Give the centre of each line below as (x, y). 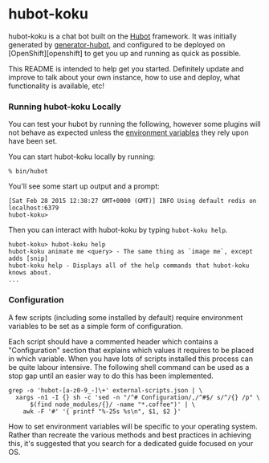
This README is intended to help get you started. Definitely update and (126, 68)
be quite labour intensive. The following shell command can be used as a (129, 367)
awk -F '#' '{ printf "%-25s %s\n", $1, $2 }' (102, 411)
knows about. (30, 273)
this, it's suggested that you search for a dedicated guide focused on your (131, 443)
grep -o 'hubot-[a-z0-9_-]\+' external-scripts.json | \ (106, 390)
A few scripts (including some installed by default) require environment (126, 317)
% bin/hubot (28, 172)
